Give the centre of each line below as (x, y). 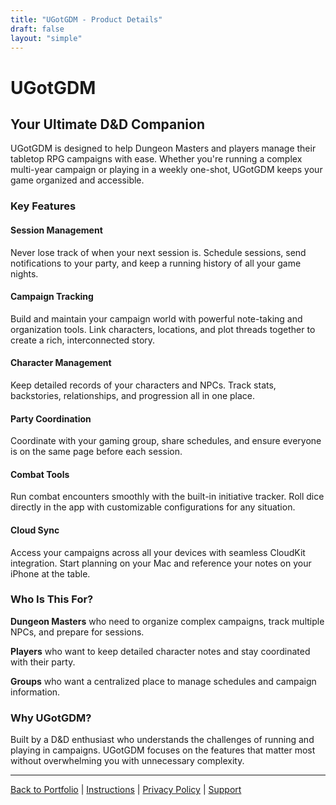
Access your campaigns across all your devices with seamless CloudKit (158, 552)
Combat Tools (40, 474)
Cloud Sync (35, 530)
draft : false (37, 29)
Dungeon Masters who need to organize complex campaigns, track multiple (167, 621)
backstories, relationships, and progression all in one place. (133, 395)
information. (35, 692)
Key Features (43, 206)
